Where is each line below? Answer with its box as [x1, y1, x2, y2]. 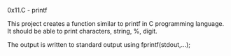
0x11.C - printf [7, 6, 48, 14]
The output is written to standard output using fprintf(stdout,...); [7, 41, 191, 48]
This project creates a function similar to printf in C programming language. [7, 20, 225, 27]
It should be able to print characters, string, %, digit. [7, 27, 157, 35]
